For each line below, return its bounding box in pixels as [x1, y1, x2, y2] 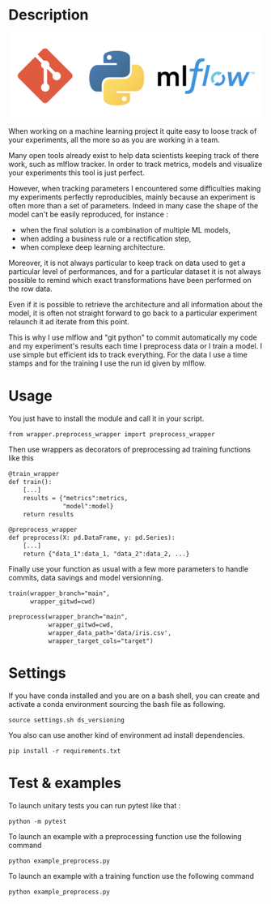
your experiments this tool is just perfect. [8, 168, 146, 178]
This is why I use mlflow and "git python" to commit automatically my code [8, 332, 257, 342]
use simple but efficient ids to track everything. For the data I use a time [8, 350, 248, 360]
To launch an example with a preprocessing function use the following [8, 832, 243, 842]
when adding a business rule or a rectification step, [19, 233, 192, 244]
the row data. [8, 284, 53, 293]
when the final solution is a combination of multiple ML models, [19, 225, 231, 235]
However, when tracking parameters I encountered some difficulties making [8, 184, 261, 194]
